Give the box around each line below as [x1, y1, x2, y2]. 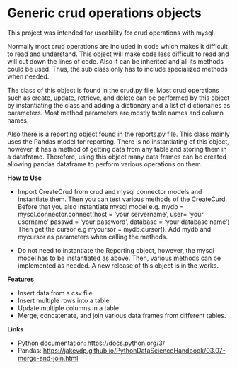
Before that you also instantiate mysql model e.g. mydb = [17, 202, 184, 210]
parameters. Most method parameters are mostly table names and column [7, 108, 224, 117]
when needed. [7, 72, 50, 81]
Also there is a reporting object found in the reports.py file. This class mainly [7, 130, 230, 138]
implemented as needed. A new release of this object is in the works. [17, 261, 219, 270]
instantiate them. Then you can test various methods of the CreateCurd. [17, 195, 228, 203]
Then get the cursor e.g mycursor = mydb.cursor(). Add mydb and [17, 225, 212, 233]
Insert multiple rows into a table [17, 296, 110, 305]
